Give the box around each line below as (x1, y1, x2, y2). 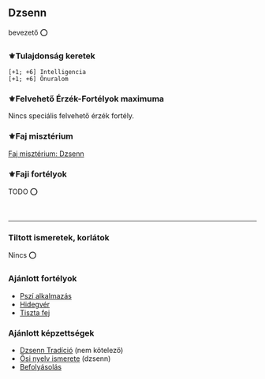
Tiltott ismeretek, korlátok (8, 232, 110, 243)
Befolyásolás (19, 362, 62, 371)
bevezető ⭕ (8, 28, 49, 37)
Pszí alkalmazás (19, 291, 73, 300)
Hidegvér (19, 299, 50, 309)
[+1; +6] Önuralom (8, 75, 69, 84)
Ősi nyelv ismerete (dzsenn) (19, 354, 111, 363)
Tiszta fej (19, 307, 50, 318)
